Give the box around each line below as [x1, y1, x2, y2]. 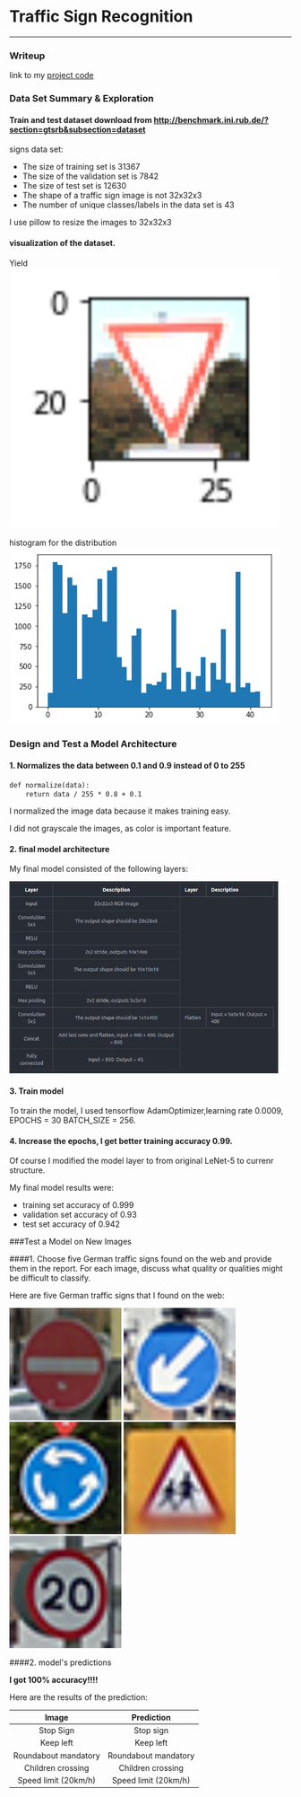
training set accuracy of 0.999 [21, 1200, 134, 1211]
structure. [9, 1165, 46, 1176]
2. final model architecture [9, 843, 110, 854]
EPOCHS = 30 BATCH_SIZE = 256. [9, 1115, 136, 1126]
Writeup [9, 49, 46, 62]
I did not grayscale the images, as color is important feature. [9, 824, 231, 834]
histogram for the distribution [9, 537, 117, 548]
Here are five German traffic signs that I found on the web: [9, 1290, 225, 1301]
